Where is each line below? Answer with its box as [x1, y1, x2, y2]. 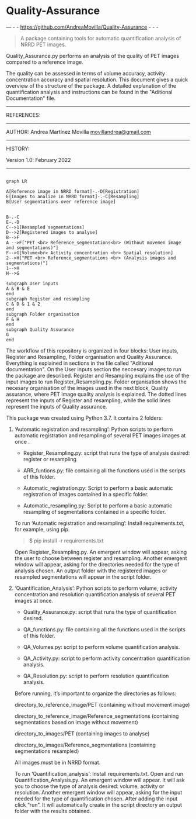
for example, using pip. [14, 526, 70, 533]
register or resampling [23, 455, 77, 462]
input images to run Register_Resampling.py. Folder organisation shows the [6, 378, 187, 385]
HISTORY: [6, 145, 30, 152]
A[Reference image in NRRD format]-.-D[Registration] [6, 188, 140, 194]
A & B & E [6, 285, 30, 292]
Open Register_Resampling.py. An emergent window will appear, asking [14, 548, 187, 555]
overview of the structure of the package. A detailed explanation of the [6, 82, 177, 89]
